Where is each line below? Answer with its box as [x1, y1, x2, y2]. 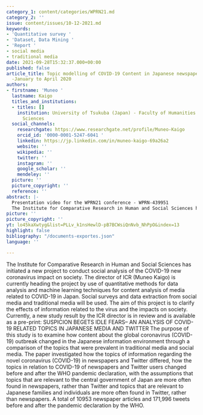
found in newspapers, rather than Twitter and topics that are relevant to [6, 382, 184, 390]
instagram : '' [17, 160, 53, 166]
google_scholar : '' [17, 166, 66, 172]
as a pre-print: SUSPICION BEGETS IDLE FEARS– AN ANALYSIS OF [6, 318, 173, 326]
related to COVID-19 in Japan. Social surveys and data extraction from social [6, 293, 197, 300]
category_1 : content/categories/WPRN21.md [6, 8, 115, 15]
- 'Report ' [6, 43, 36, 49]
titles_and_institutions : [11, 98, 77, 104]
